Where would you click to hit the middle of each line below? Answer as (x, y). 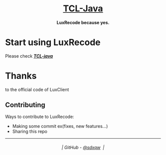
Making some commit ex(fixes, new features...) (60, 126)
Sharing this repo (30, 131)
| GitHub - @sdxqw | (83, 148)
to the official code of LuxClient (37, 90)
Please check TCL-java (29, 56)
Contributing (25, 105)
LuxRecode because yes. (83, 22)
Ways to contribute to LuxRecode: (40, 117)
